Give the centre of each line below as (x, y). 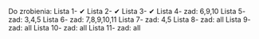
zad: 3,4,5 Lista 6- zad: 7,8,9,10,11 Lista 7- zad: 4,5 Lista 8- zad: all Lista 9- (129, 19)
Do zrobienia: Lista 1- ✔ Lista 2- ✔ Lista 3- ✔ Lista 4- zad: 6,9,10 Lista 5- (127, 11)
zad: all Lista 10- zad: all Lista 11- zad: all (75, 28)
